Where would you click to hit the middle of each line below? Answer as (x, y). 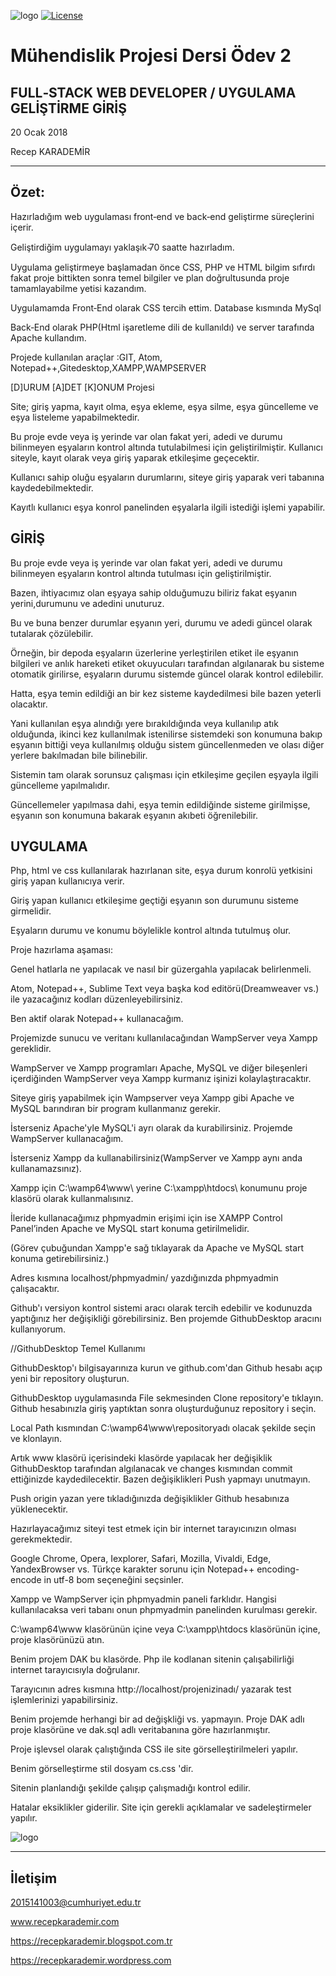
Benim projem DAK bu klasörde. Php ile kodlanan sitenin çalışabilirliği (152, 1659)
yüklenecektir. (39, 1509)
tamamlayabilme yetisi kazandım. (78, 288)
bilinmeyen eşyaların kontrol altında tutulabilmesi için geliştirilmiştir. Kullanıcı (166, 447)
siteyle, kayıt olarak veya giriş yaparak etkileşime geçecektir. (135, 457)
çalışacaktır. (35, 1289)
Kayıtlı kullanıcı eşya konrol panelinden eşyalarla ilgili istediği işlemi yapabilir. (168, 507)
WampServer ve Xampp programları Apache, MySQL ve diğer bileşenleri (159, 1068)
